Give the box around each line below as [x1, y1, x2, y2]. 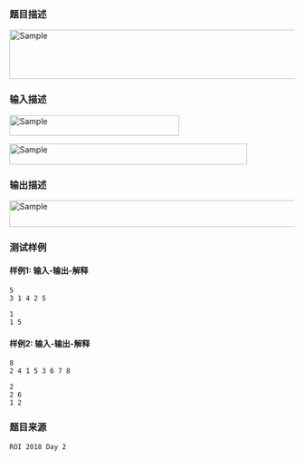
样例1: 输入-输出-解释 [9, 265, 89, 276]
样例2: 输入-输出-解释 [9, 338, 90, 348]
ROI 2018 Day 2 [9, 442, 67, 451]
